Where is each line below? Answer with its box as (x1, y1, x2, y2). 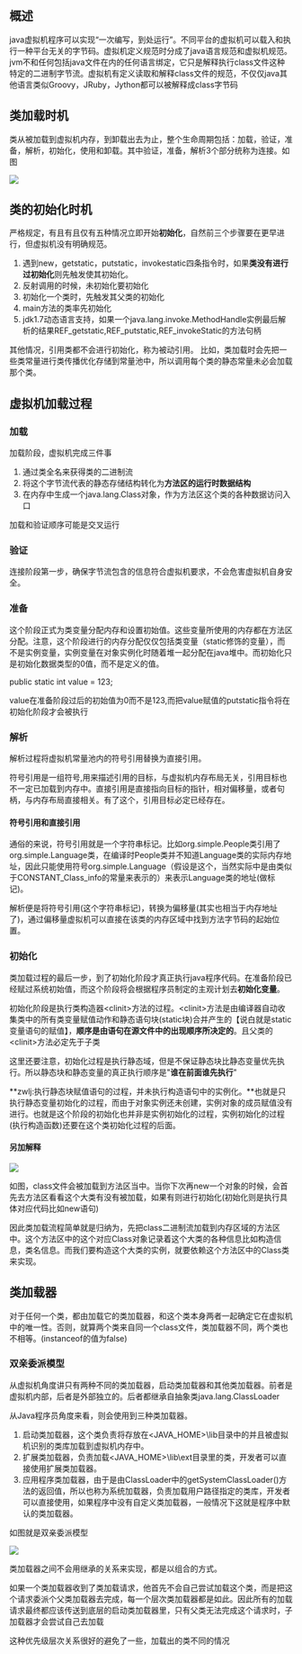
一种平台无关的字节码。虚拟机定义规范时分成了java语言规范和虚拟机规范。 (16, 45, 292, 56)
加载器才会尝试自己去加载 (9, 1615, 104, 1627)
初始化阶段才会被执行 (9, 706, 88, 717)
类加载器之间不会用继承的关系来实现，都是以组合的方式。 (9, 1563, 222, 1574)
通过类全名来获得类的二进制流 (22, 466, 133, 477)
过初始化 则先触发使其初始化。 (22, 269, 133, 280)
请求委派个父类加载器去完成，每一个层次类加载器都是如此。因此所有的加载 (16, 1593, 293, 1604)
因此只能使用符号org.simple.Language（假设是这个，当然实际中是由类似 (24, 861, 292, 872)
